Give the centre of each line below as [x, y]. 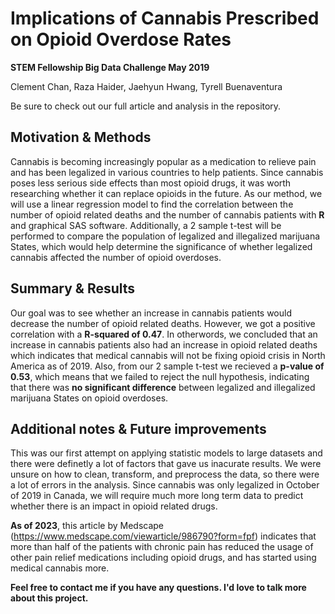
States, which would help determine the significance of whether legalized [161, 246]
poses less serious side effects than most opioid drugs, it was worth [151, 183]
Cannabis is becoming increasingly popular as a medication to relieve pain [163, 161]
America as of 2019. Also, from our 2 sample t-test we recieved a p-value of [167, 366]
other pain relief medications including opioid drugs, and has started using [163, 558]
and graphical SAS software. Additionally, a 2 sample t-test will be [146, 225]
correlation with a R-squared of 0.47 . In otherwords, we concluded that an [164, 334]
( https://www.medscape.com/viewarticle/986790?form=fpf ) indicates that [163, 536]
